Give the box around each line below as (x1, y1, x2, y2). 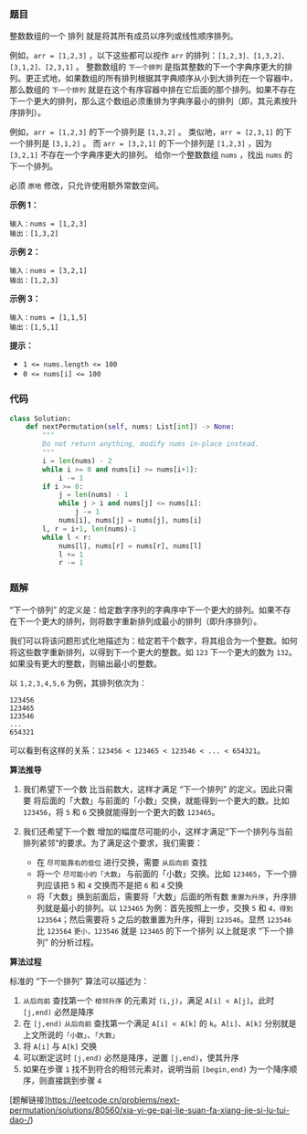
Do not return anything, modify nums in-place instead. (42, 440, 259, 449)
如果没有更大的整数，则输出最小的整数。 (9, 658, 162, 669)
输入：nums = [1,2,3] (9, 219, 88, 229)
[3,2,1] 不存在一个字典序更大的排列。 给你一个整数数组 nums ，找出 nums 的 (9, 149, 293, 161)
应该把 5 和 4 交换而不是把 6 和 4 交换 (44, 879, 184, 890)
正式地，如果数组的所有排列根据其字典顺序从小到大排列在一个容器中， (33, 73, 298, 84)
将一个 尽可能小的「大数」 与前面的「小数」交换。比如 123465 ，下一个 (36, 868, 290, 879)
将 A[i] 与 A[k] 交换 (22, 1040, 98, 1052)
